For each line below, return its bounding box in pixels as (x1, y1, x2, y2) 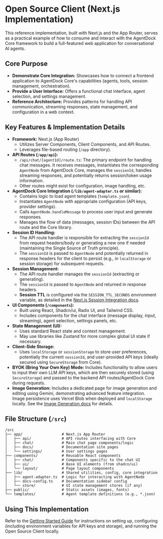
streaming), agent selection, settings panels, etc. (19, 317, 118, 323)
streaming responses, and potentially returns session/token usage (19, 172, 152, 178)
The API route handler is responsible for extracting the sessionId (19, 234, 149, 240)
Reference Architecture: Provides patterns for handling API (12, 99, 132, 104)
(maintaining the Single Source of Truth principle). (19, 245, 120, 251)
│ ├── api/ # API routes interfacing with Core (5, 436, 136, 441)
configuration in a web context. (12, 109, 75, 115)
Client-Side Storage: (12, 343, 54, 350)
